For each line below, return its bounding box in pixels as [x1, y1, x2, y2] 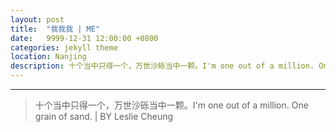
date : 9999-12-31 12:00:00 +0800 [10, 33, 159, 43]
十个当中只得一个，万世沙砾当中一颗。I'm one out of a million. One [34, 99, 309, 111]
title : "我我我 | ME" [10, 24, 101, 34]
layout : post [10, 14, 65, 25]
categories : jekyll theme [10, 42, 118, 53]
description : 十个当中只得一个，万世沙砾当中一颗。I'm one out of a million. [10, 61, 315, 71]
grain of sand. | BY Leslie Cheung [34, 111, 174, 122]
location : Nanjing [10, 52, 87, 62]
